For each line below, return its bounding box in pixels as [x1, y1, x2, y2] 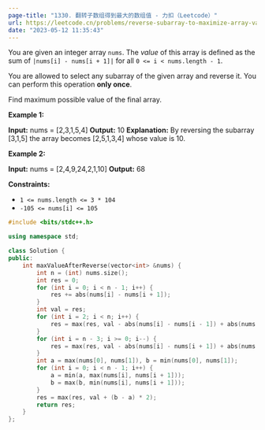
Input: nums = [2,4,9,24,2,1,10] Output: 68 [8, 165, 146, 174]
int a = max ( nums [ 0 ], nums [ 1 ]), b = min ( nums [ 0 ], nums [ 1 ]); [36, 357, 238, 365]
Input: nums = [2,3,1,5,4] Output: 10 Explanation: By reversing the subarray [8, 125, 255, 135]
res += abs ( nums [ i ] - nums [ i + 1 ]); [50, 291, 171, 299]
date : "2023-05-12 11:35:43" [8, 26, 104, 34]
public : [8, 254, 34, 262]
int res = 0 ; [36, 276, 80, 284]
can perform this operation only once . [8, 80, 132, 89]
